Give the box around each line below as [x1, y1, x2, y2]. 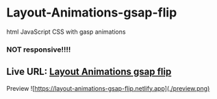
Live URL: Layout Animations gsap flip [6, 66, 172, 78]
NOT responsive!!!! [6, 45, 71, 54]
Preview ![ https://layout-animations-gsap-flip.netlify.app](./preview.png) [6, 84, 210, 92]
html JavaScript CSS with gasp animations [6, 27, 126, 36]
